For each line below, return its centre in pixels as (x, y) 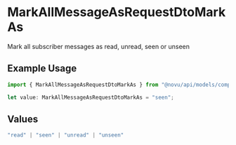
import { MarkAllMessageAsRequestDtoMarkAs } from (83, 85)
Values (23, 119)
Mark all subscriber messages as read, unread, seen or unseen (98, 46)
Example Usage (42, 68)
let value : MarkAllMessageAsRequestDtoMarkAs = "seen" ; (91, 97)
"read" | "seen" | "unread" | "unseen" (66, 135)
